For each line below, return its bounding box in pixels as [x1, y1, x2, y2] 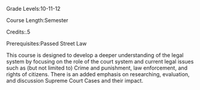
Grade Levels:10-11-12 [6, 5, 61, 12]
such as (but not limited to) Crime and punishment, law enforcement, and [6, 64, 188, 71]
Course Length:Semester [6, 17, 69, 23]
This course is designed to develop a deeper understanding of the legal [6, 52, 184, 59]
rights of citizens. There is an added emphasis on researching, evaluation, [6, 71, 190, 77]
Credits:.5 [6, 28, 31, 35]
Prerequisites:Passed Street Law [6, 40, 87, 47]
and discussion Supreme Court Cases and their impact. [6, 77, 143, 84]
